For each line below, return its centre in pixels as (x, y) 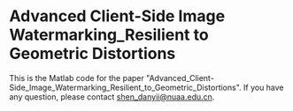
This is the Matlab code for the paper (77, 78)
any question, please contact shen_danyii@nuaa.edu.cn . (112, 96)
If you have (264, 87)
